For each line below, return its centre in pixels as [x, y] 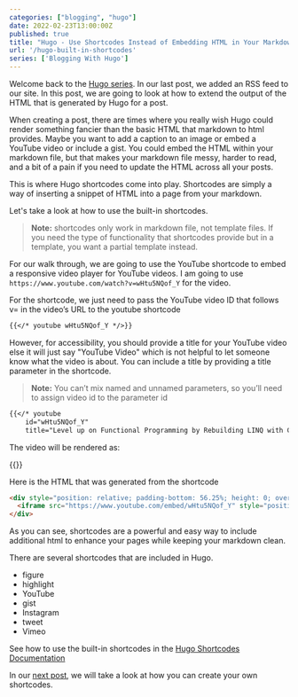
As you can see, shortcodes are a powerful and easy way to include [133, 531]
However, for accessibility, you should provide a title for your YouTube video [148, 342]
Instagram [40, 613]
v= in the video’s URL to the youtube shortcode [95, 309]
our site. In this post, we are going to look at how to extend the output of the [148, 93]
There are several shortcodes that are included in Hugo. [111, 558]
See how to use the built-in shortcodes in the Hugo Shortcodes [125, 649]
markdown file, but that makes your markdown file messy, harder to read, [143, 157]
